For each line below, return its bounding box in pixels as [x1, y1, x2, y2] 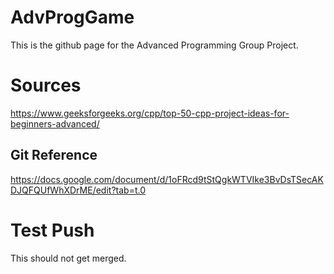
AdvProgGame [10, 6, 135, 29]
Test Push [10, 219, 95, 241]
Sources [10, 74, 82, 97]
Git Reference [10, 147, 98, 164]
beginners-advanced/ [10, 117, 100, 130]
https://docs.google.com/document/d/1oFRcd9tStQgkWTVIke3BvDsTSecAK [10, 173, 324, 185]
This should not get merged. [10, 252, 127, 264]
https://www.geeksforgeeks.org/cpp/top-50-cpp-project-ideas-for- [10, 107, 290, 119]
